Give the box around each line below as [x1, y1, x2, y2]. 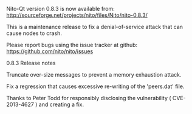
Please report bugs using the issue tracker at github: [6, 42, 138, 48]
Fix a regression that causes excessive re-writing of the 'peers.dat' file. [6, 83, 185, 90]
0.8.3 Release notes [6, 60, 56, 66]
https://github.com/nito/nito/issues [6, 48, 94, 55]
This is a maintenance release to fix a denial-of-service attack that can [6, 24, 183, 30]
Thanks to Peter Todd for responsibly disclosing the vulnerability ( [6, 95, 171, 101]
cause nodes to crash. [6, 30, 63, 37]
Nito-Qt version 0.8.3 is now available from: [6, 5, 115, 12]
